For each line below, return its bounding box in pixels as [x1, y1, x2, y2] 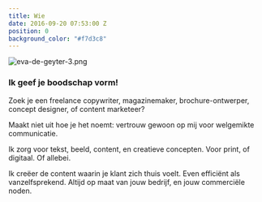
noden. [8, 186, 32, 196]
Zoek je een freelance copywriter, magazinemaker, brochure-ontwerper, [8, 95, 250, 105]
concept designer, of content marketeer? [8, 104, 145, 114]
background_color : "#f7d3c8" [8, 34, 107, 43]
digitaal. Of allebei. [8, 153, 71, 162]
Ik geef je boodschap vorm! [8, 77, 119, 88]
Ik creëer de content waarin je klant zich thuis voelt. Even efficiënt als [8, 168, 241, 178]
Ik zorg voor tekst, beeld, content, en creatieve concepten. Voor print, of [8, 144, 250, 154]
